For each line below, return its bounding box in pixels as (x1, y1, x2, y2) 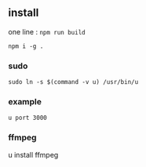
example (8, 96, 42, 107)
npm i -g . (8, 42, 44, 50)
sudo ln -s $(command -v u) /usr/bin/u (8, 78, 139, 86)
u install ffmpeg (8, 150, 59, 159)
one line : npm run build (8, 27, 86, 36)
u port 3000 (8, 114, 47, 122)
